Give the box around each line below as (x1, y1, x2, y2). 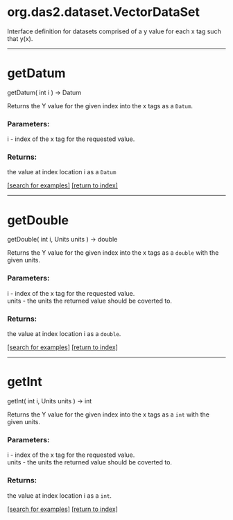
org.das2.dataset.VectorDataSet (7, 4, 200, 20)
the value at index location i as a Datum (7, 168, 116, 176)
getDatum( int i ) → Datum (7, 88, 82, 97)
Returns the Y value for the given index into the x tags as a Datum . (7, 101, 193, 110)
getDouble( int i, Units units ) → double (7, 235, 118, 244)
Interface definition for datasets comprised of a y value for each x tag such (7, 27, 222, 35)
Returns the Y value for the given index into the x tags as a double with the (7, 249, 219, 257)
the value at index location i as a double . (7, 330, 121, 337)
